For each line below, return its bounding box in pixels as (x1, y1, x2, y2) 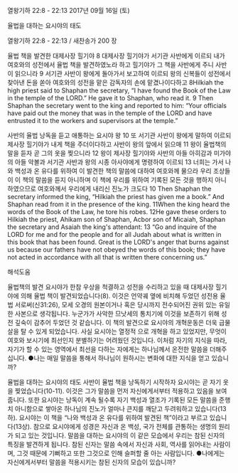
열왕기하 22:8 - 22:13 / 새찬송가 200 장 (7, 36, 117, 45)
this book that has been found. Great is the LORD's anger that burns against (7, 238, 229, 246)
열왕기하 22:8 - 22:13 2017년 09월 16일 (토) (7, 6, 130, 14)
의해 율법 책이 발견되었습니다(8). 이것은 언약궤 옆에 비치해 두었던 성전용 (20, 292, 219, 300)
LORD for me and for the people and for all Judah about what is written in (7, 230, 222, 238)
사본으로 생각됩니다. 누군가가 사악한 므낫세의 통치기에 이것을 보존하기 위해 (14, 309, 220, 318)
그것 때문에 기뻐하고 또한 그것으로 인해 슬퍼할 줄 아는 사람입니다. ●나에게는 (16, 449, 225, 457)
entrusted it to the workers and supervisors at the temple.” (7, 117, 178, 124)
